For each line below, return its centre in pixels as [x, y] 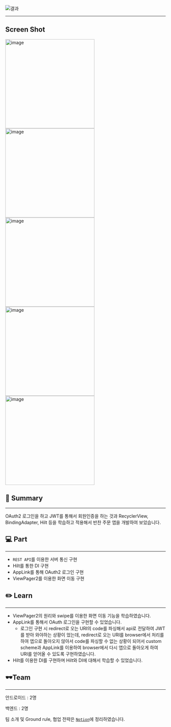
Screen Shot [25, 30]
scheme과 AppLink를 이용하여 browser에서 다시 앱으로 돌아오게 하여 [89, 648]
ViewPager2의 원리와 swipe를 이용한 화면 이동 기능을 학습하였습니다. [82, 616]
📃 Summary [24, 499]
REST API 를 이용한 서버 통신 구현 [45, 559]
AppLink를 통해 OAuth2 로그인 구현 [48, 572]
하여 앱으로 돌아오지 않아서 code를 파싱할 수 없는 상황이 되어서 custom [91, 641]
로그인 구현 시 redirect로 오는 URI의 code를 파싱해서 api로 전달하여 [87, 629]
